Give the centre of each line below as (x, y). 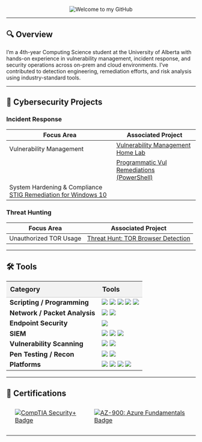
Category (25, 289)
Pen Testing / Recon (42, 354)
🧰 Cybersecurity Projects (54, 102)
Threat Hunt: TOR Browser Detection (139, 238)
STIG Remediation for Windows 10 (58, 194)
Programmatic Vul (142, 162)
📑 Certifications (36, 393)
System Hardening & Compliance (56, 187)
